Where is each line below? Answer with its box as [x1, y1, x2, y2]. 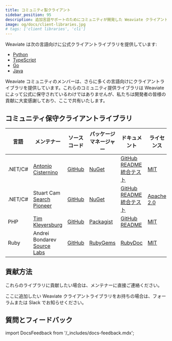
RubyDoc [120, 239, 143, 246]
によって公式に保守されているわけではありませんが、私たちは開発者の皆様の [5, 91, 166, 97]
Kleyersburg [33, 221, 63, 228]
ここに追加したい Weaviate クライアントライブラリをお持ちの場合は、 [5, 293, 153, 299]
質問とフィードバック [5, 316, 73, 325]
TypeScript [12, 57, 36, 63]
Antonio [33, 162, 52, 169]
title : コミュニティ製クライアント [5, 7, 71, 13]
